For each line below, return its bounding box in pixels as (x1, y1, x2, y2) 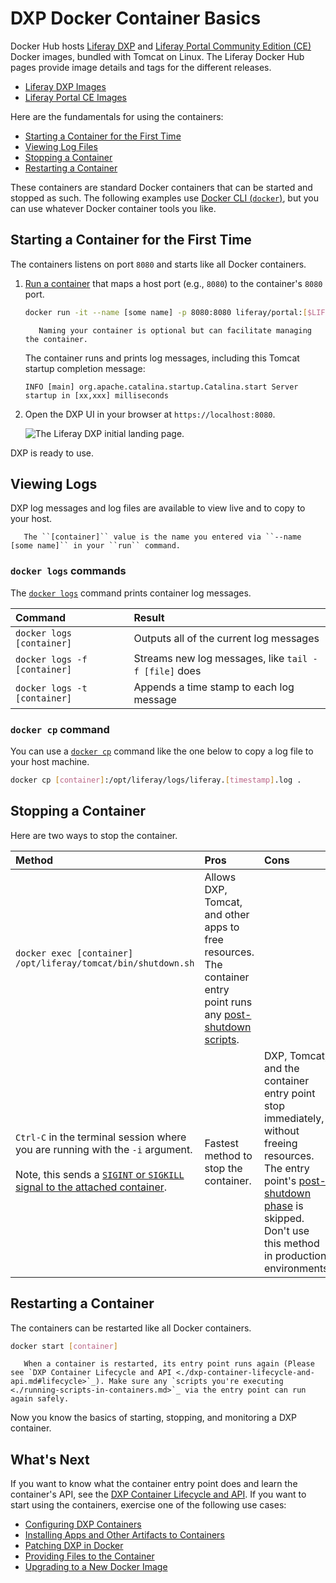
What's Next (10, 1451, 90, 1468)
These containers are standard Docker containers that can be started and (10, 181, 313, 193)
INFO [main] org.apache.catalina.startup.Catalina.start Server (24, 382, 299, 392)
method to (204, 1148, 253, 1162)
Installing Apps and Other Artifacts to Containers (24, 1529, 225, 1541)
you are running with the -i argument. (15, 1142, 193, 1156)
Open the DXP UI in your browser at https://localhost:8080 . (24, 408, 276, 420)
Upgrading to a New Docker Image (24, 1561, 168, 1573)
